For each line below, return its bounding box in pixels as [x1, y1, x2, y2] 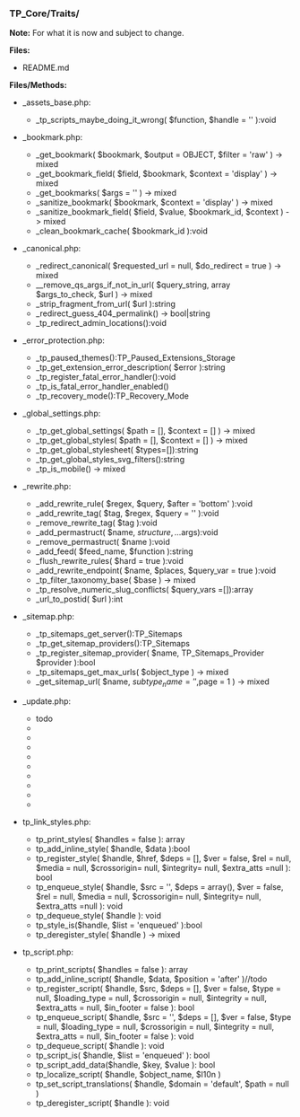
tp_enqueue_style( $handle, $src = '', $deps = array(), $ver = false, [35, 882, 284, 893]
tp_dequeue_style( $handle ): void [35, 910, 161, 921]
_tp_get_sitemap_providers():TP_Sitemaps [35, 638, 191, 649]
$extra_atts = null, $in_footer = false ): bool [35, 1002, 195, 1013]
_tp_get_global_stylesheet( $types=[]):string [35, 444, 199, 455]
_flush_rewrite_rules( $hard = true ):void [35, 556, 184, 567]
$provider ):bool [35, 657, 96, 668]
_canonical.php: [21, 243, 81, 254]
